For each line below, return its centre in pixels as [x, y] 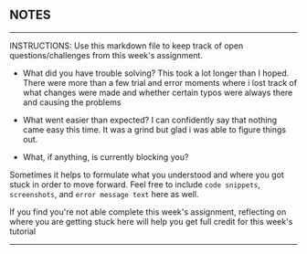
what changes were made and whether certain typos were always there [158, 92]
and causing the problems [72, 102]
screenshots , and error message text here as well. [104, 194]
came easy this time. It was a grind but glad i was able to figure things [154, 129]
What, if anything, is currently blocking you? [106, 157]
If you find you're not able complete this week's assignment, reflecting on [148, 212]
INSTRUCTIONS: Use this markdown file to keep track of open [127, 46]
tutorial [23, 231]
